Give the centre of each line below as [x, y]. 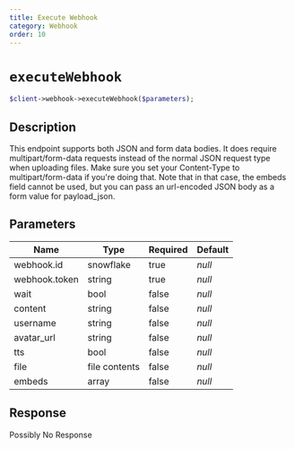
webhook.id [39, 264]
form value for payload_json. [62, 196]
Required [168, 249]
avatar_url [35, 337]
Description [43, 127]
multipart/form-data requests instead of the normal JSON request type [140, 158]
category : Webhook [43, 26]
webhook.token [46, 279]
